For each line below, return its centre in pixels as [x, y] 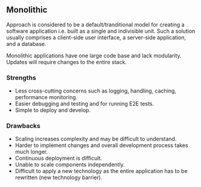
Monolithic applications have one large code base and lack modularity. [94, 55]
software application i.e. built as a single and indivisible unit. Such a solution [101, 31]
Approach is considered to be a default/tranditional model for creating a [96, 24]
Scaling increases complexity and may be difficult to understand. [96, 139]
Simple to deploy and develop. [53, 110]
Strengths [21, 77]
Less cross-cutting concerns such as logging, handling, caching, [96, 91]
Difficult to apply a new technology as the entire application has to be [101, 171]
